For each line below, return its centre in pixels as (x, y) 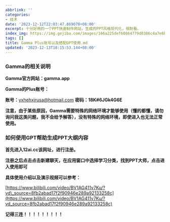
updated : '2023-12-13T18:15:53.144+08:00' (51, 48)
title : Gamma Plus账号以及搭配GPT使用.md (46, 43)
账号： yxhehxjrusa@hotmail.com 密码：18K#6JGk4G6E (64, 100)
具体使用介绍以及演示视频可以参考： (43, 177)
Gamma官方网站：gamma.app (37, 78)
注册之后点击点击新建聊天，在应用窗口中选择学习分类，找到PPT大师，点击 (83, 161)
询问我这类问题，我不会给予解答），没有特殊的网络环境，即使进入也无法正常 (84, 117)
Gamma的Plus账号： (27, 89)
